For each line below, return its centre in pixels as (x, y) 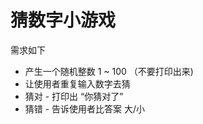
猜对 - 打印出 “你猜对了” (74, 96)
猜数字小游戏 (63, 20)
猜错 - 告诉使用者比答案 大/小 (85, 108)
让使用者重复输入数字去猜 (77, 83)
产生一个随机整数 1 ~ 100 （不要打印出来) (109, 71)
